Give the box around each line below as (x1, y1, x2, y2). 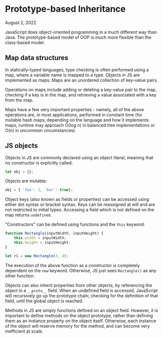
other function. (5, 273, 35, 279)
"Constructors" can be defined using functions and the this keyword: (5, 221, 145, 227)
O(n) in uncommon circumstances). (5, 127, 77, 133)
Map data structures (5, 54, 68, 62)
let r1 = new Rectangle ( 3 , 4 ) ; (5, 253, 69, 258)
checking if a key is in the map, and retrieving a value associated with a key (5, 92, 157, 97)
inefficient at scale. (5, 328, 43, 334)
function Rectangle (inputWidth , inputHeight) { (5, 231, 104, 236)
